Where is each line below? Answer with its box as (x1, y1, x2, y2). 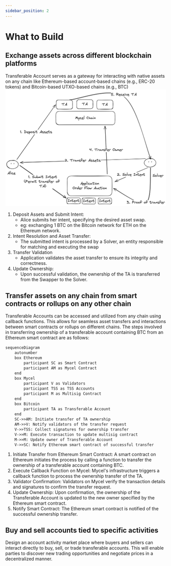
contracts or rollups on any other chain (5, 299, 132, 308)
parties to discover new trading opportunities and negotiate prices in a (5, 550, 153, 556)
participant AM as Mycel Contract (23, 366, 97, 371)
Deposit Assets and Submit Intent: (12, 211, 84, 217)
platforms (5, 59, 37, 68)
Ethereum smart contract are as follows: (5, 335, 89, 341)
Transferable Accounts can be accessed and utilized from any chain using (5, 313, 161, 319)
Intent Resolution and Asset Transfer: (12, 233, 91, 239)
